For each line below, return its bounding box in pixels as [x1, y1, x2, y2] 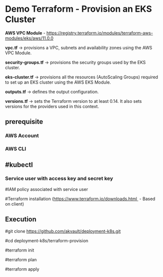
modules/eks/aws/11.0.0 [5, 35, 54, 41]
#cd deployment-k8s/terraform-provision [5, 237, 89, 243]
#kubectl [5, 161, 33, 169]
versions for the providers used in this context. [5, 103, 99, 109]
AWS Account [5, 132, 39, 139]
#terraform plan [5, 256, 37, 262]
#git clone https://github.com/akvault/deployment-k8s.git [5, 228, 121, 234]
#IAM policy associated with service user [5, 186, 88, 192]
